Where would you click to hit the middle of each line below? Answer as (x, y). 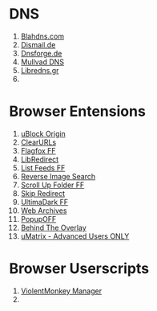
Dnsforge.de (41, 53)
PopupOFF (38, 219)
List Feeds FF (43, 168)
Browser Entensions (78, 111)
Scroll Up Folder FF (52, 185)
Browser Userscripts (79, 269)
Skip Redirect (43, 193)
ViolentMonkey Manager (61, 291)
